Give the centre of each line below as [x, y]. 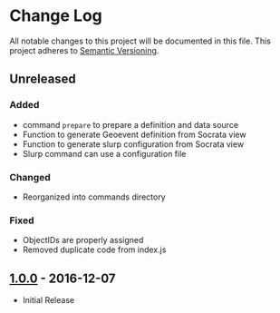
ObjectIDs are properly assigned [83, 240]
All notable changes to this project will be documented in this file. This [140, 41]
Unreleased [43, 79]
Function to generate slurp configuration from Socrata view [133, 144]
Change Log [56, 16]
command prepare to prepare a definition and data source [130, 124]
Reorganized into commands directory [94, 197]
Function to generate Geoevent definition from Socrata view [134, 134]
